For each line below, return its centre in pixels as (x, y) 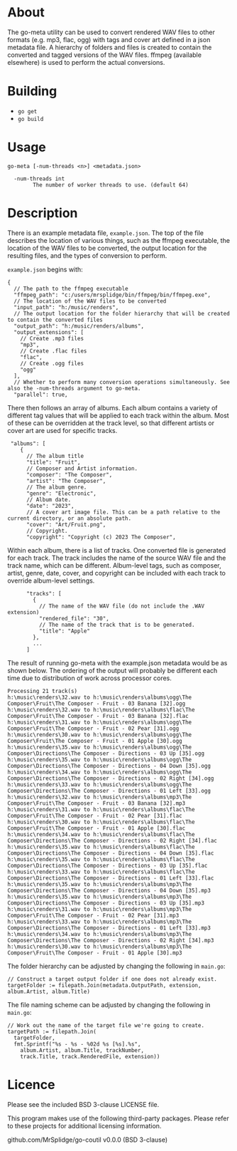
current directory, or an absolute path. (70, 518)
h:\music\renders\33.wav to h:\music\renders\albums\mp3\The (100, 922)
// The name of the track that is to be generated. (117, 625)
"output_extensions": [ (49, 332)
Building (32, 92)
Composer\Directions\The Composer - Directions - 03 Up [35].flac (108, 865)
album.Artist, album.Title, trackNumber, (82, 1050)
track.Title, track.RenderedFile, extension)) (90, 1056)
